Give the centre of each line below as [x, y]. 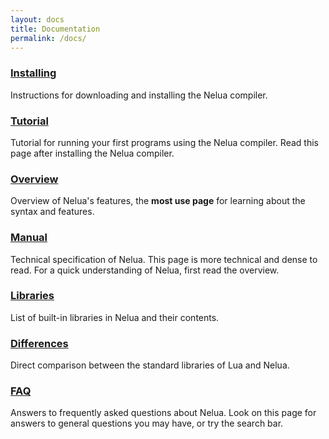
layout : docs [37, 19]
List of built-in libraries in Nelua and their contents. [115, 317]
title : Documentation [55, 29]
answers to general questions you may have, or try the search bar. [147, 423]
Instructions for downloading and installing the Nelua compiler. [139, 95]
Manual [29, 238]
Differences [39, 343]
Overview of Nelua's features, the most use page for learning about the [158, 201]
